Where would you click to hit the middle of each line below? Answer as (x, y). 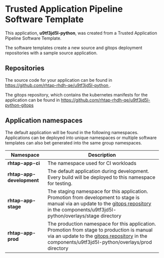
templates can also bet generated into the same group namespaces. (74, 142)
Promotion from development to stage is (94, 197)
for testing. (60, 183)
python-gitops (20, 105)
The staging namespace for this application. (98, 191)
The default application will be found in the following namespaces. (72, 132)
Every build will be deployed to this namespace (102, 177)
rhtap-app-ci (24, 163)
